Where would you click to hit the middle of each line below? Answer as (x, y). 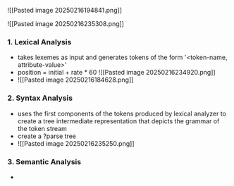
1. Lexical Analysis (39, 42)
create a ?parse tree (47, 136)
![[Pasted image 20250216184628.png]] (75, 80)
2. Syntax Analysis (40, 98)
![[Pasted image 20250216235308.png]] (66, 24)
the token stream (42, 128)
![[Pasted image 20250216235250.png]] (76, 143)
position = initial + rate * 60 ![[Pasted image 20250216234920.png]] (117, 73)
